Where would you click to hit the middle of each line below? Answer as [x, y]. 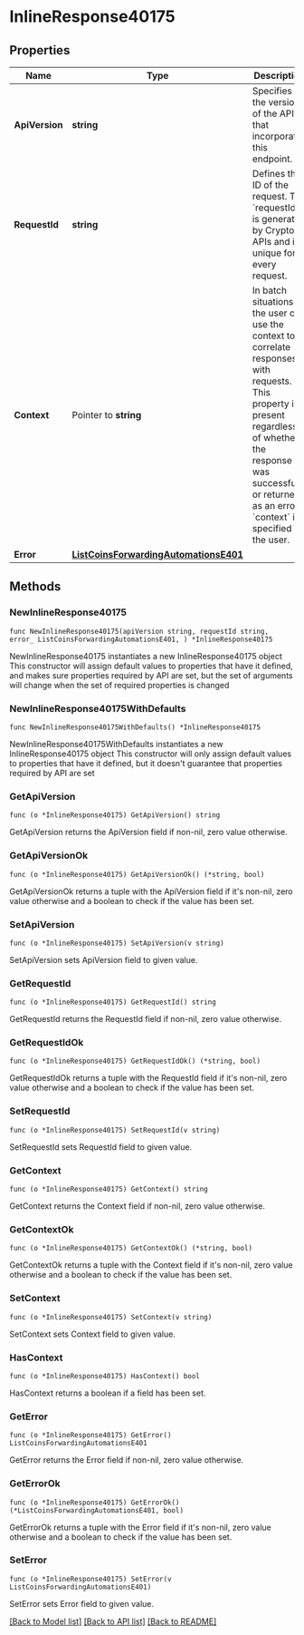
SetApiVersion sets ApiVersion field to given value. [104, 959]
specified [272, 528]
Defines [269, 174]
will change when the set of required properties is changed [119, 685]
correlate [271, 347]
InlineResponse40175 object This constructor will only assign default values [151, 754]
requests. [272, 381]
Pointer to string [107, 415]
